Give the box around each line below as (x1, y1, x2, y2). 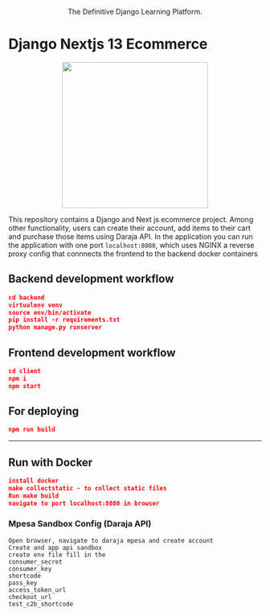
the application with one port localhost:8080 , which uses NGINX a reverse (8, 240, 255, 250)
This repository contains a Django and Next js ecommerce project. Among (8, 214, 254, 224)
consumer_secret (8, 557, 63, 566)
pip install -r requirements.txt (8, 316, 121, 325)
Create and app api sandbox (8, 544, 103, 552)
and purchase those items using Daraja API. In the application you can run (8, 231, 253, 241)
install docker (8, 477, 59, 486)
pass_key (8, 579, 38, 587)
